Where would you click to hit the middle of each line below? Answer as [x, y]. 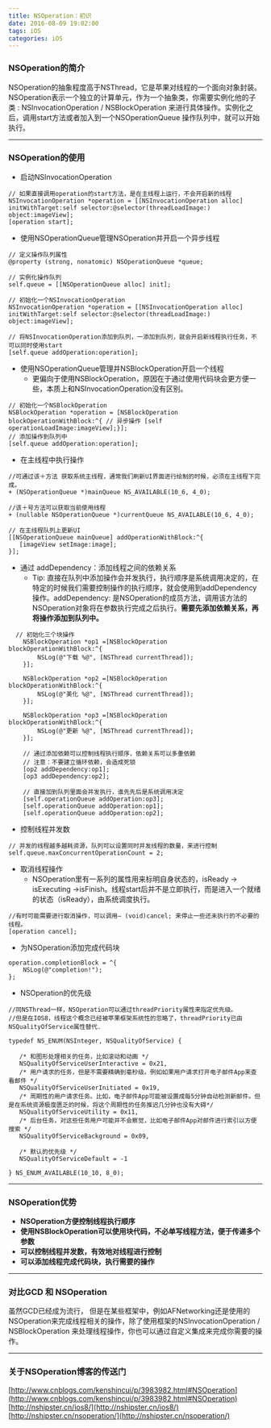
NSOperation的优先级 [56, 993]
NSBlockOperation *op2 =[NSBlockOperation [95, 678]
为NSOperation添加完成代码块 [70, 947]
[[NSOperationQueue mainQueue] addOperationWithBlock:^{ [106, 537]
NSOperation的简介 [47, 68]
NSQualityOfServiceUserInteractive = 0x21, [93, 1064]
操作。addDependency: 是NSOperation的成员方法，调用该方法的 [140, 597]
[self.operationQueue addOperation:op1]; [93, 806]
